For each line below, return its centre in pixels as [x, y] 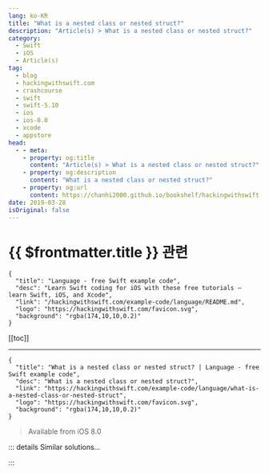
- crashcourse [39, 90]
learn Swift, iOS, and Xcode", [60, 295]
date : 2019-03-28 [37, 202]
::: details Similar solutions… [54, 447]
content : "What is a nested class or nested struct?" [121, 180]
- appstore [34, 135]
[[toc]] [19, 338]
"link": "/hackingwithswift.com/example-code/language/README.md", [130, 302]
